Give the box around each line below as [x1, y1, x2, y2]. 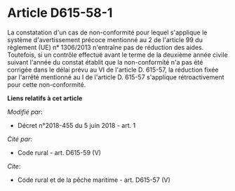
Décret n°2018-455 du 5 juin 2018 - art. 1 [17, 121, 136, 129]
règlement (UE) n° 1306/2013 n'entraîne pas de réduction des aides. [7, 43, 204, 51]
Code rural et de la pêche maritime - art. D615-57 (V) [17, 176, 170, 184]
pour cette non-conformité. [7, 80, 86, 88]
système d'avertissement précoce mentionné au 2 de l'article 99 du [7, 35, 203, 44]
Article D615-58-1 [7, 5, 113, 21]
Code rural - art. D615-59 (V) [17, 148, 102, 157]
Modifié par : [7, 107, 43, 116]
